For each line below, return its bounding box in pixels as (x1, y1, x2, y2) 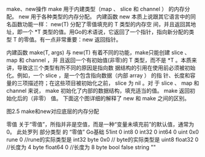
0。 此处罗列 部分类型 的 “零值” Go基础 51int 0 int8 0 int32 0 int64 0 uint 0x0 (6, 128, 199, 136)
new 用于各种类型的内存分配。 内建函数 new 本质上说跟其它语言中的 (18, 13, 191, 20)
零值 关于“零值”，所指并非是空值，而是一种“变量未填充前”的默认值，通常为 (6, 121, 195, 128)
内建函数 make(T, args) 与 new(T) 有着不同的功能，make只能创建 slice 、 (6, 49, 190, 56)
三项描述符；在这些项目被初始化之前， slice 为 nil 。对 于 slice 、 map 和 (17, 79, 199, 87)
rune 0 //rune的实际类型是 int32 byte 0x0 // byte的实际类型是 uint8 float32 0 (6, 136, 199, 143)
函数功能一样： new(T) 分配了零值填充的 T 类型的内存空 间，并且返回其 (11, 21, 191, 27)
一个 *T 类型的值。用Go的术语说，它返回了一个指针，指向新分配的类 (22, 28, 195, 35)
